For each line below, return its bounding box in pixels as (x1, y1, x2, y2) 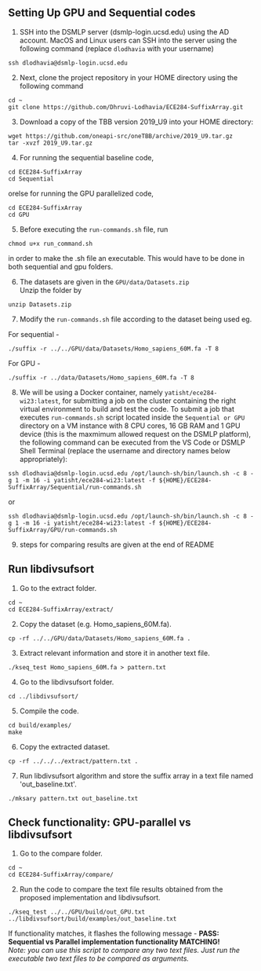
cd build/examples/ (8, 721, 72, 729)
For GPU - (8, 358, 41, 368)
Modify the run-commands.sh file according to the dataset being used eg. (19, 314, 252, 324)
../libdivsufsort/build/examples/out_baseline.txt (8, 915, 177, 923)
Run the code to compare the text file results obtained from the (19, 885, 223, 894)
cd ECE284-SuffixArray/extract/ (8, 605, 114, 614)
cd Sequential (8, 174, 55, 183)
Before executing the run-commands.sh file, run (19, 224, 169, 234)
